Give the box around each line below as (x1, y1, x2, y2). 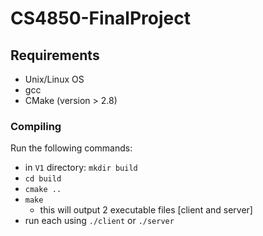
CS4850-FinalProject (10, 7, 191, 30)
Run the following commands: (10, 142, 133, 154)
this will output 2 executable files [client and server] (39, 204, 253, 216)
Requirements (10, 47, 100, 64)
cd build (24, 174, 62, 184)
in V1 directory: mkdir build (24, 162, 138, 174)
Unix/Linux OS (24, 73, 85, 85)
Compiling (10, 119, 62, 133)
